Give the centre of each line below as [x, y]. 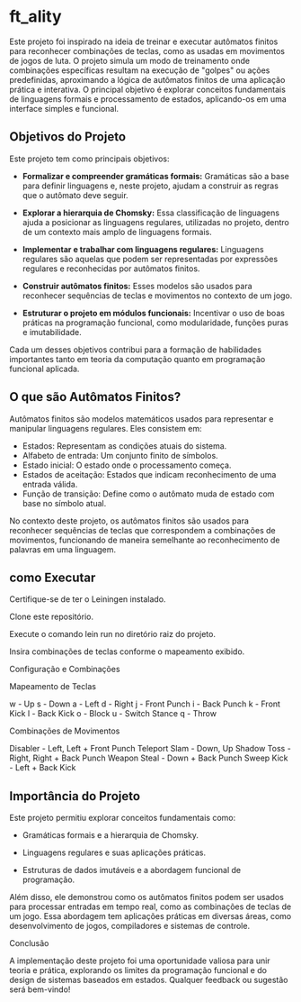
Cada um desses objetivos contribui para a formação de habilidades [136, 350]
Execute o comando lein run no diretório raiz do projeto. [112, 634]
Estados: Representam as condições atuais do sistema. [124, 446]
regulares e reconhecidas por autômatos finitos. [111, 269]
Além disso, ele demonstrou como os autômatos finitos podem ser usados [147, 897]
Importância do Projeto [75, 796]
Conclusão [29, 943]
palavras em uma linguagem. [63, 549]
